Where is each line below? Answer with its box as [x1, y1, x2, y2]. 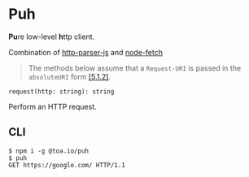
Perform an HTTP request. [8, 101, 98, 111]
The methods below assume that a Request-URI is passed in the [28, 63, 242, 73]
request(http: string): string [8, 87, 115, 96]
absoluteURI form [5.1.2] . [28, 71, 111, 81]
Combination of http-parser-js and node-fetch [8, 47, 163, 57]
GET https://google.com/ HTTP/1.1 [8, 161, 126, 169]
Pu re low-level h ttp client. [8, 32, 95, 41]
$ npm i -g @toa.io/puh [8, 147, 90, 155]
